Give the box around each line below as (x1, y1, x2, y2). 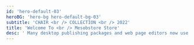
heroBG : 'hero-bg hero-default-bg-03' (6, 14, 101, 20)
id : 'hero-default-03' (6, 8, 62, 15)
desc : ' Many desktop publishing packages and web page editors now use (6, 30, 189, 36)
